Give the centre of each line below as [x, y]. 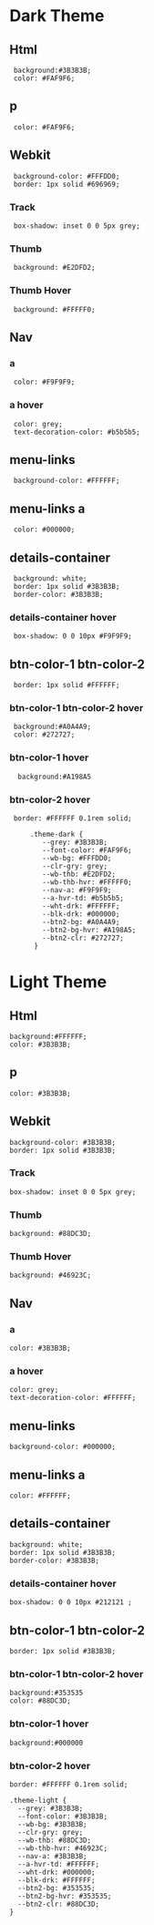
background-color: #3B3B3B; [63, 1142]
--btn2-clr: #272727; [83, 938]
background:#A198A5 [55, 777]
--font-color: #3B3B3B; [62, 1816]
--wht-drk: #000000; [56, 1872]
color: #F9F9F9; [44, 382]
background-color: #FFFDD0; [67, 176]
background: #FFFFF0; [54, 309]
